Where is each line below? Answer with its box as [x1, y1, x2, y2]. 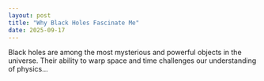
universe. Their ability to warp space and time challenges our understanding [8, 56, 257, 65]
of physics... [8, 64, 49, 74]
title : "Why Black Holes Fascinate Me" [8, 19, 140, 27]
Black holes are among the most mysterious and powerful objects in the [8, 48, 243, 57]
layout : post [8, 11, 51, 20]
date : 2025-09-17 [8, 26, 66, 34]
